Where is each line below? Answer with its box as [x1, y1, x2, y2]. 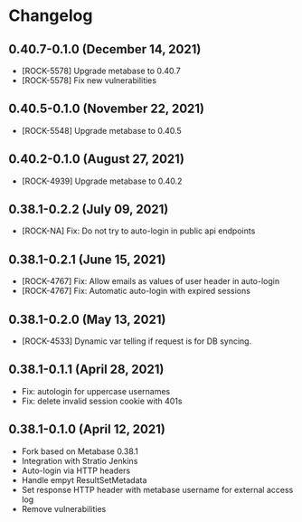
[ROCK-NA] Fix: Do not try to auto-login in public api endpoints [21, 225, 256, 236]
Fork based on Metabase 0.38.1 [21, 445, 139, 457]
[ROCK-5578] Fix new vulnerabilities [21, 75, 157, 86]
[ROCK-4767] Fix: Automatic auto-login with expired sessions [21, 286, 250, 297]
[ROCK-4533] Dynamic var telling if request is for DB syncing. [21, 336, 252, 346]
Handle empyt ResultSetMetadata [21, 474, 147, 485]
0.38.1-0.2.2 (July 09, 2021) [8, 202, 169, 217]
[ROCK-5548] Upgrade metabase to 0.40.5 [21, 125, 182, 136]
